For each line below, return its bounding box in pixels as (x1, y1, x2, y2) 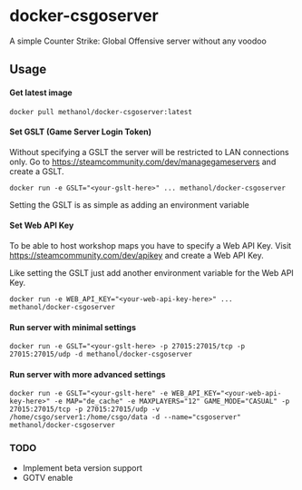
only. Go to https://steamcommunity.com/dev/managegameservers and (9, 156, 277, 167)
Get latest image (9, 87, 73, 98)
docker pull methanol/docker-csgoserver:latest (9, 107, 193, 116)
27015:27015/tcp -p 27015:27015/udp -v (9, 405, 161, 414)
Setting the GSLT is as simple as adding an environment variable (9, 199, 249, 210)
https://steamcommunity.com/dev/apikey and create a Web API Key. (9, 250, 265, 260)
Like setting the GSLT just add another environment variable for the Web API (9, 267, 295, 278)
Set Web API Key (9, 220, 74, 231)
